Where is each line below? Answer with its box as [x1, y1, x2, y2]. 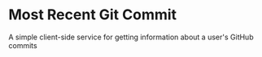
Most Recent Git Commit [8, 6, 177, 24]
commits [8, 40, 38, 50]
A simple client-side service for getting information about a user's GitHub [8, 32, 254, 42]
